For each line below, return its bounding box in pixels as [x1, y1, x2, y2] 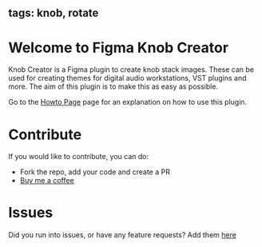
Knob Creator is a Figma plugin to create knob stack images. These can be [8, 65, 254, 74]
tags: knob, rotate [8, 6, 99, 20]
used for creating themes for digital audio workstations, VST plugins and [8, 74, 247, 83]
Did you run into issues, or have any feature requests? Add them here [8, 230, 237, 240]
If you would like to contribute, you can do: [8, 152, 149, 161]
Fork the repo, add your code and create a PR [19, 167, 170, 177]
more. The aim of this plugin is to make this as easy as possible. [8, 82, 218, 91]
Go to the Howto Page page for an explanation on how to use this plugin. [8, 98, 248, 107]
